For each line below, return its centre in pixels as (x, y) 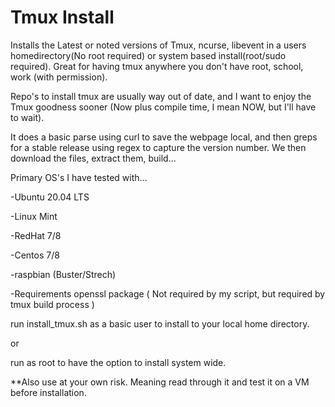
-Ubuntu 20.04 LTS (50, 197)
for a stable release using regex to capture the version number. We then (158, 147)
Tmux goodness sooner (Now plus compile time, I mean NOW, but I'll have (163, 107)
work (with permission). (59, 77)
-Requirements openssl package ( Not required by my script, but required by (168, 293)
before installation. (48, 392)
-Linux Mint (34, 216)
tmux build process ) (52, 304)
